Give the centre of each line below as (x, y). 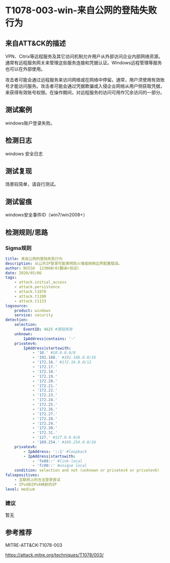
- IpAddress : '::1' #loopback (55, 451)
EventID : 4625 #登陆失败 (48, 329)
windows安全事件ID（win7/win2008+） (46, 215)
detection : (17, 320)
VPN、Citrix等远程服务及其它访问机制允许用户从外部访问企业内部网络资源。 (84, 56)
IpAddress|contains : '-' (50, 339)
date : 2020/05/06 (24, 273)
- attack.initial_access (40, 282)
